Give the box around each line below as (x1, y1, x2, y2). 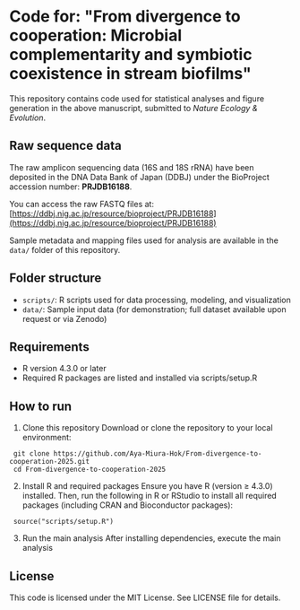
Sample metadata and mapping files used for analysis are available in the (9, 235, 279, 246)
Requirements (9, 339, 90, 354)
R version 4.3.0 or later (21, 363, 107, 374)
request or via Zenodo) (21, 313, 107, 324)
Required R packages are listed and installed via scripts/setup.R (21, 372, 258, 383)
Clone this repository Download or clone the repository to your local (21, 423, 273, 433)
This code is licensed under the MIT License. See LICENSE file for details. (9, 592, 281, 603)
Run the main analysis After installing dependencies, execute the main (21, 533, 281, 544)
